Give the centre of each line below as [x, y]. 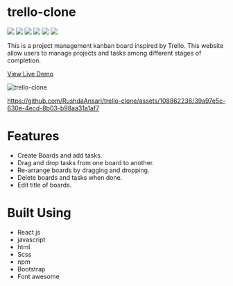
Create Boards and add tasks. [60, 155]
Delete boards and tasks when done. [70, 177]
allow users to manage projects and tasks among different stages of [104, 53]
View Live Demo [31, 74]
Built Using [39, 213]
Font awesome [38, 276]
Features [33, 136]
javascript [31, 239]
